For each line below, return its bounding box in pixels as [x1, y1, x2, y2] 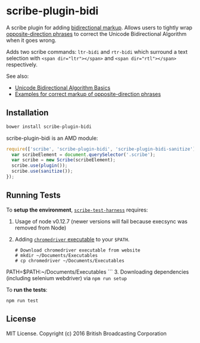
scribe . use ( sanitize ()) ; [11, 169, 73, 174]
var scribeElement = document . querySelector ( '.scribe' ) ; [11, 151, 156, 158]
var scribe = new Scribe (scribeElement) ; [11, 157, 116, 163]
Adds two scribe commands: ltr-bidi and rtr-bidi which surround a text [6, 48, 187, 55]
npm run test [6, 298, 39, 304]
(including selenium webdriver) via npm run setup [6, 274, 127, 281]
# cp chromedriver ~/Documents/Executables [14, 258, 125, 264]
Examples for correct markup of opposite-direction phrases [14, 90, 161, 97]
